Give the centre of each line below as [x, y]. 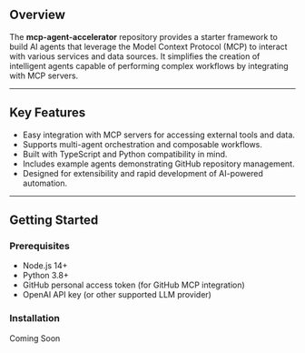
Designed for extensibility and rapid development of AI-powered [143, 173]
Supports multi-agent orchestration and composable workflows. [143, 144]
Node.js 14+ [45, 266]
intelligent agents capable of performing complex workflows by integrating [149, 66]
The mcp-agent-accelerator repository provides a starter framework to [144, 36]
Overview [38, 15]
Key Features [48, 113]
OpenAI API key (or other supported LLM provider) [117, 295]
